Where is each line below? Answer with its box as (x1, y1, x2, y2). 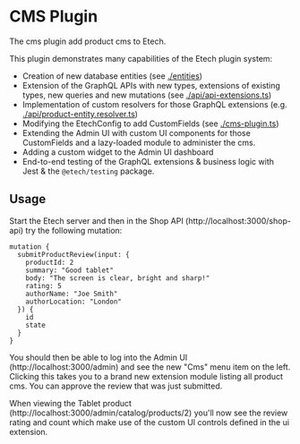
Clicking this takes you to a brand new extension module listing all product (9, 371, 284, 381)
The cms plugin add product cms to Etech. (9, 36, 167, 47)
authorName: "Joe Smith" (25, 289, 118, 298)
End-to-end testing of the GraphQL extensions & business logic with (21, 156, 275, 166)
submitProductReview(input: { (17, 250, 130, 259)
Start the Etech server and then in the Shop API (9, 215, 184, 226)
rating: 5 (25, 281, 63, 290)
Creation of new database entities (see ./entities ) (21, 70, 203, 81)
